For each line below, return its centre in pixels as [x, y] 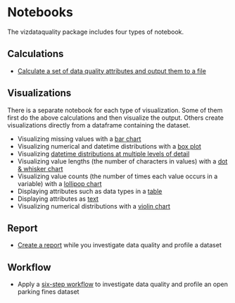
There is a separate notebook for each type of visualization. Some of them [115, 110]
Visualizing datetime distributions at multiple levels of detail [103, 154]
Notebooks [40, 12]
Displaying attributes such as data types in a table [90, 191]
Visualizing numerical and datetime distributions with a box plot [109, 146]
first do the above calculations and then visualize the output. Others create [115, 118]
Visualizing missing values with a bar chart [79, 139]
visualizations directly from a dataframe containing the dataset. [99, 125]
